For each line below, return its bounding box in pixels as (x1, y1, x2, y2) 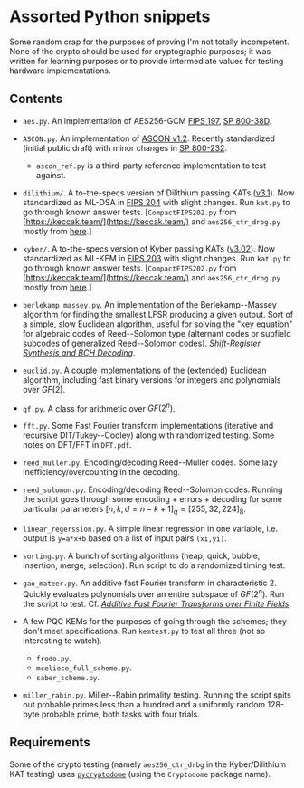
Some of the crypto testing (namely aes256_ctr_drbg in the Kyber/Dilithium (9, 758, 287, 770)
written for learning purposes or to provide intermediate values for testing (9, 55, 284, 66)
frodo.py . (35, 652, 71, 663)
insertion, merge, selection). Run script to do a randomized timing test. (22, 560, 286, 571)
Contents (9, 91, 63, 107)
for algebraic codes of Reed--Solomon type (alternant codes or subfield (22, 328, 291, 338)
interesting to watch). (22, 635, 102, 646)
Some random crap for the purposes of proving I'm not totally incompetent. (9, 36, 290, 47)
